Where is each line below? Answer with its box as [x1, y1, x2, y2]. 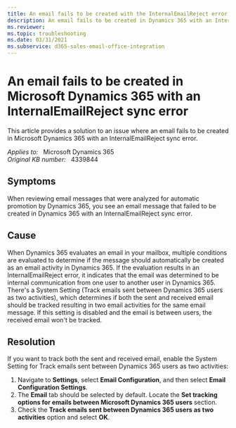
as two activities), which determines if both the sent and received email [7, 293, 214, 301]
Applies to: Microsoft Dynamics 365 [7, 147, 114, 156]
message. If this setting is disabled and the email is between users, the [7, 308, 212, 317]
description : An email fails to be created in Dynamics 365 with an [7, 17, 212, 24]
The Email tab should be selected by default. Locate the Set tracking [17, 391, 218, 399]
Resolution [7, 336, 55, 348]
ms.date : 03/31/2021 [7, 37, 68, 44]
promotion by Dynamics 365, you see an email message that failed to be [7, 201, 216, 210]
